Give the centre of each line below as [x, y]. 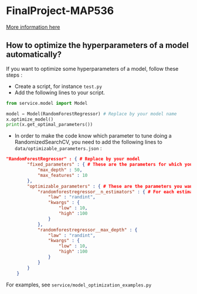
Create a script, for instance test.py [58, 86]
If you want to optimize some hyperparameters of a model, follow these [92, 69]
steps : [14, 75]
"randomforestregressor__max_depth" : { [87, 230]
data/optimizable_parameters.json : [58, 148]
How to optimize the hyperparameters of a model [97, 45]
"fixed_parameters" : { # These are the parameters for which [105, 165]
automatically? [34, 55]
